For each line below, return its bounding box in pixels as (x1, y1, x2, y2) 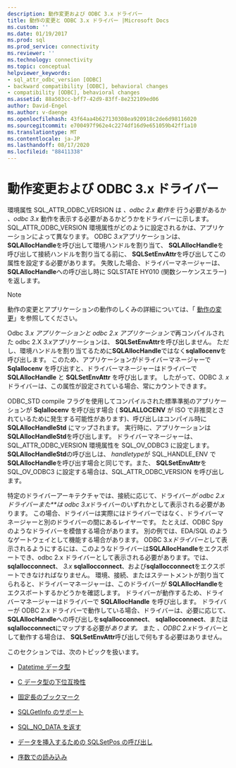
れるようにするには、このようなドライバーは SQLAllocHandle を (19, 544, 204, 553)
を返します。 (7, 276, 44, 285)
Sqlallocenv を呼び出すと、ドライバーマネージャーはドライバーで (7, 364, 197, 372)
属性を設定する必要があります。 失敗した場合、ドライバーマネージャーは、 (7, 259, 224, 267)
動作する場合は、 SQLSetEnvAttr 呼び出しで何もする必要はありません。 (19, 632, 226, 641)
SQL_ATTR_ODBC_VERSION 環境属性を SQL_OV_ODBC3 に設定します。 (7, 441, 213, 449)
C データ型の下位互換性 (17, 678, 86, 686)
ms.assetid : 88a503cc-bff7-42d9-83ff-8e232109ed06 (7, 96, 159, 103)
